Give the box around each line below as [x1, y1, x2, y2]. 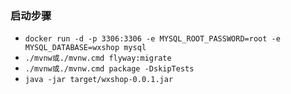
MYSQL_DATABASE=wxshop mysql [24, 43, 147, 53]
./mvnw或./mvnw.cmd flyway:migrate [24, 53, 172, 64]
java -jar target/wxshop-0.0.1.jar [24, 75, 174, 85]
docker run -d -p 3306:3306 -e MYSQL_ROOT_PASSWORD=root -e [24, 34, 281, 44]
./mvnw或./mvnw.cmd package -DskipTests [24, 64, 195, 74]
